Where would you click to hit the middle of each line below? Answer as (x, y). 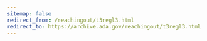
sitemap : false (29, 14)
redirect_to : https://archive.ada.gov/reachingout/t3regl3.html (104, 26)
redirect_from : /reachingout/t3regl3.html (70, 20)
